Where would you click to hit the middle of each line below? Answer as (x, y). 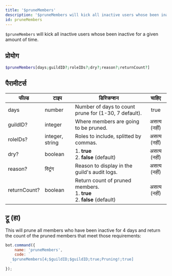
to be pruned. (91, 128)
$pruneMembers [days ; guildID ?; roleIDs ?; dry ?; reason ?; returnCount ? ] (78, 68)
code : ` (23, 254)
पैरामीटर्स (16, 83)
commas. (86, 143)
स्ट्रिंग (49, 169)
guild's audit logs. (96, 172)
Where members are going (107, 121)
